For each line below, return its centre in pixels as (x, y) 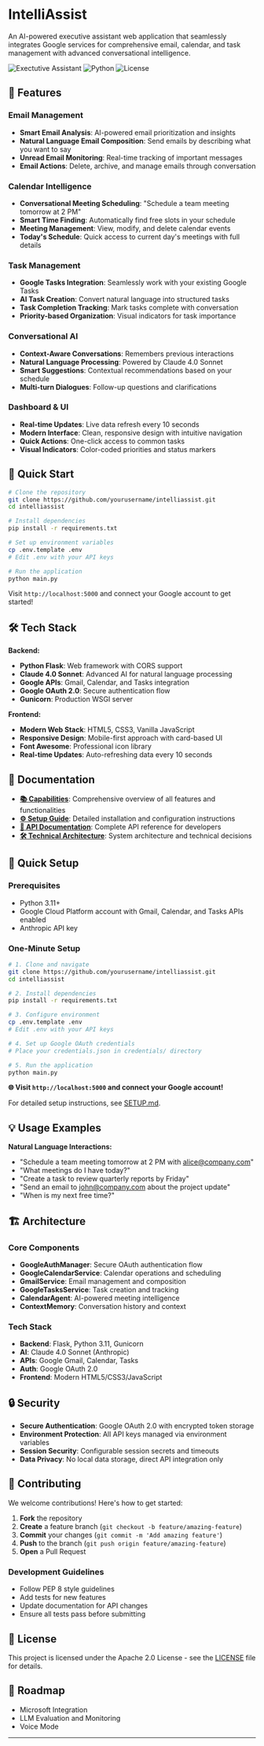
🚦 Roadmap (37, 1691)
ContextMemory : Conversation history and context (103, 1306)
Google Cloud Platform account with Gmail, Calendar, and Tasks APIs (131, 911)
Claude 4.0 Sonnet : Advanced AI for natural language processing (126, 675)
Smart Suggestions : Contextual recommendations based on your (125, 370)
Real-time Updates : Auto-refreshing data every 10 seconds (116, 755)
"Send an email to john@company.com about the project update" (125, 1187)
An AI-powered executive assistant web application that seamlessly (117, 36)
